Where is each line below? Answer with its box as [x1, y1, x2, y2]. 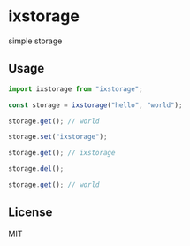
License [8, 205, 53, 220]
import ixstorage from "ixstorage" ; [8, 84, 143, 94]
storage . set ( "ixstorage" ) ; [8, 133, 108, 142]
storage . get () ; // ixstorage [8, 149, 116, 158]
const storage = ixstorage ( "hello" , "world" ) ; [8, 100, 183, 110]
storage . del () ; [8, 165, 65, 173]
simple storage [8, 35, 63, 46]
